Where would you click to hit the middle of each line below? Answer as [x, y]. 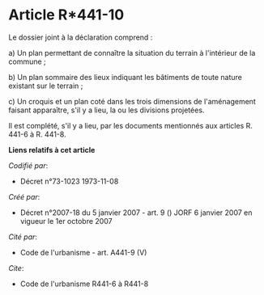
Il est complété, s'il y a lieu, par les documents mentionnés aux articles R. [131, 125]
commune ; [27, 61]
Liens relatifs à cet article [52, 150]
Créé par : [24, 196]
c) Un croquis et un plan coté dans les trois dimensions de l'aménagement [132, 101]
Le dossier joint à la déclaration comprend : [81, 37]
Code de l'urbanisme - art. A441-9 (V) [83, 252]
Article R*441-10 [66, 15]
